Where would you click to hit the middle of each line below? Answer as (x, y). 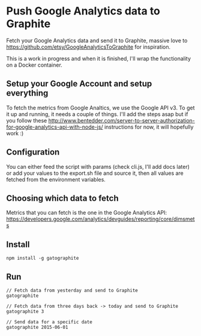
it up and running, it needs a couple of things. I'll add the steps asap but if (97, 114)
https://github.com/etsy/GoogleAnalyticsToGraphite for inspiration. (88, 47)
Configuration (33, 152)
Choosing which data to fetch (62, 198)
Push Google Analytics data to (83, 11)
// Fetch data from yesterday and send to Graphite (72, 290)
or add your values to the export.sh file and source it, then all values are (95, 173)
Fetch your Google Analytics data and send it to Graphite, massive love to (97, 40)
